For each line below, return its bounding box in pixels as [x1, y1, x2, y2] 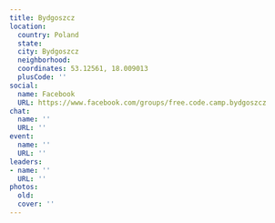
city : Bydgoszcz [17, 47, 79, 56]
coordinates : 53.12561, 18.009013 [17, 65, 148, 74]
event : [9, 132, 35, 141]
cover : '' [17, 199, 55, 209]
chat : [9, 106, 30, 116]
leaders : [9, 157, 43, 167]
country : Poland [17, 30, 79, 39]
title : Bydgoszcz [9, 13, 76, 23]
